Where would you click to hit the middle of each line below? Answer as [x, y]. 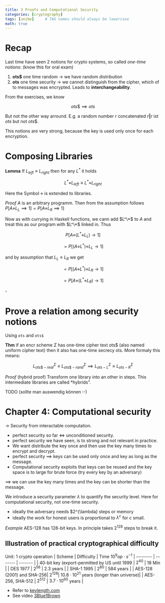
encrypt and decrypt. [34, 451]
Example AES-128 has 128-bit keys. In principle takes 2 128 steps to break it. [82, 528]
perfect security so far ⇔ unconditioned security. [63, 435]
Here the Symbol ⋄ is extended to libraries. [49, 194]
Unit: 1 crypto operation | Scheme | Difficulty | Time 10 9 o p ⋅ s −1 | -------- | [80, 556]
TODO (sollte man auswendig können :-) [46, 392]
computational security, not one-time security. [52, 502]
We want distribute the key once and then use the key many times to [82, 446]
